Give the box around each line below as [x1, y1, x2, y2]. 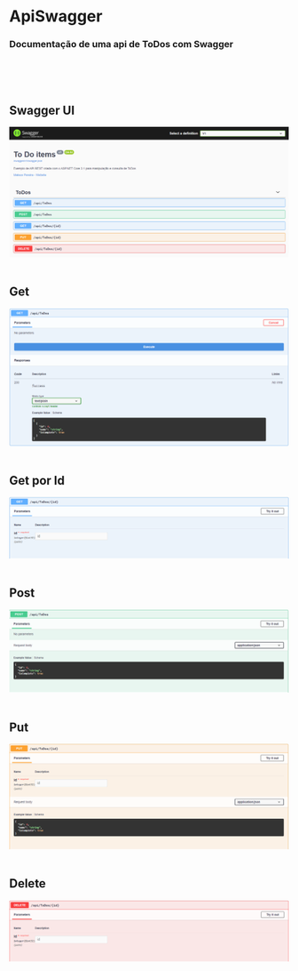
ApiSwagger [9, 6, 103, 27]
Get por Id [9, 473, 65, 488]
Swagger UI [9, 102, 75, 117]
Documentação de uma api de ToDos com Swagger [9, 38, 233, 51]
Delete [9, 876, 46, 891]
